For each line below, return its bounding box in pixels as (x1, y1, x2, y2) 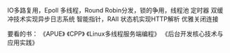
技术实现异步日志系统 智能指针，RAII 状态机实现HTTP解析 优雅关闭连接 (13, 15, 219, 23)
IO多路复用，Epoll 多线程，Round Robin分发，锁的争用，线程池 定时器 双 (7, 6, 217, 14)
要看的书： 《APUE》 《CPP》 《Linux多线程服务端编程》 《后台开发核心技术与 (7, 30, 224, 38)
